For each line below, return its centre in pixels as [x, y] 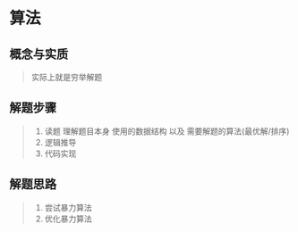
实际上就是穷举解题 [67, 77]
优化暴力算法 [68, 219]
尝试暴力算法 [68, 207]
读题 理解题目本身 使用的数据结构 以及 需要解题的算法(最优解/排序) [167, 131]
